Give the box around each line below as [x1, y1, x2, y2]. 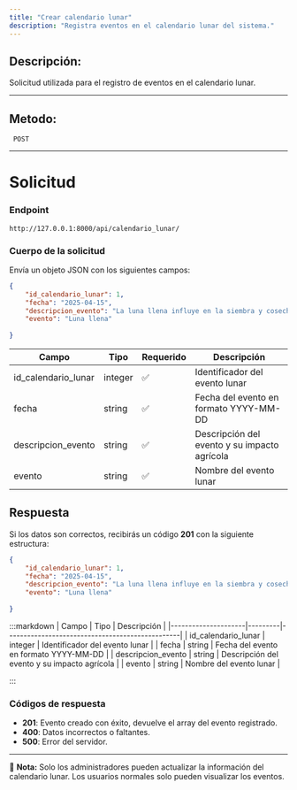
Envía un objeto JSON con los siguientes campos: [9, 265, 191, 275]
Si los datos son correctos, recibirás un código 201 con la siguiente [9, 528, 255, 540]
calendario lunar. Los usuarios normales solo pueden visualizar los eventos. [9, 771, 285, 782]
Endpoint [9, 204, 49, 217]
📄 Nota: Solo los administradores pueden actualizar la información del [9, 762, 264, 772]
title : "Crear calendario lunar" [9, 12, 133, 22]
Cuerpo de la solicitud [9, 244, 106, 257]
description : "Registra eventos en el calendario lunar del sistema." [9, 21, 275, 30]
